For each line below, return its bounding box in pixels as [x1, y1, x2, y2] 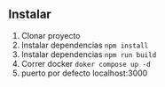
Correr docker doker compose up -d [20, 58, 152, 69]
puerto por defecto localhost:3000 [20, 68, 148, 78]
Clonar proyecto [20, 30, 81, 40]
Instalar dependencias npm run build [20, 48, 157, 60]
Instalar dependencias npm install [20, 40, 149, 50]
